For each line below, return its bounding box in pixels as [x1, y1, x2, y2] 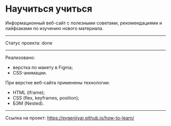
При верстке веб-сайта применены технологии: [5, 79, 110, 85]
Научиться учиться [5, 3, 93, 15]
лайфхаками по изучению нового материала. [5, 25, 104, 31]
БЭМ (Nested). [12, 100, 44, 106]
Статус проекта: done [5, 40, 52, 46]
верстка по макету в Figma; [12, 64, 73, 70]
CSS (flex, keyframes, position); [12, 94, 80, 101]
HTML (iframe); [12, 89, 45, 96]
